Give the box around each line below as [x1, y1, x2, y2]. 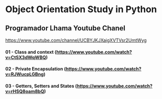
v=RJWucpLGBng [5, 71, 44, 77]
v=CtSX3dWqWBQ [5, 54, 47, 60]
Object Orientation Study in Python [5, 4, 157, 15]
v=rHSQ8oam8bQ [5, 88, 44, 94]
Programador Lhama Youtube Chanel [5, 24, 126, 32]
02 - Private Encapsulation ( [5, 66, 66, 72]
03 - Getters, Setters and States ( [5, 83, 78, 89]
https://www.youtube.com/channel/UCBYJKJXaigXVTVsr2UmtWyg [5, 37, 147, 43]
